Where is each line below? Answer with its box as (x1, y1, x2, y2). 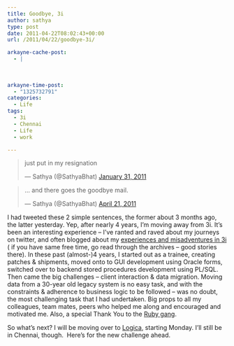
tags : (7, 108, 23, 115)
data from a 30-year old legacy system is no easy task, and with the (7, 280, 203, 289)
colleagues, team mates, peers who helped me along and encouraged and (7, 303, 221, 311)
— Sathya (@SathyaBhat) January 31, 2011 (24, 172, 147, 181)
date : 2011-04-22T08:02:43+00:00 (7, 29, 105, 37)
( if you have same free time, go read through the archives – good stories (7, 243, 217, 251)
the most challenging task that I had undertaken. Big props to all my (7, 295, 202, 303)
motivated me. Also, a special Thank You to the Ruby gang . (7, 310, 177, 319)
